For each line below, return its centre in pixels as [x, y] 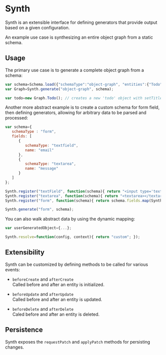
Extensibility [25, 253]
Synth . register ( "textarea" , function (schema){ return [62, 196]
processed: [17, 118]
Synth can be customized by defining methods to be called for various [77, 264]
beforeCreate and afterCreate [43, 279]
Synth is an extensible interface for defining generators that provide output [81, 22]
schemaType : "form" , [34, 132]
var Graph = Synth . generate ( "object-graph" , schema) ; [59, 89]
